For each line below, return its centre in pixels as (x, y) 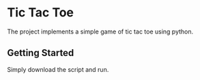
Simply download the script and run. (58, 69)
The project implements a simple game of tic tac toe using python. (100, 31)
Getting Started (41, 53)
